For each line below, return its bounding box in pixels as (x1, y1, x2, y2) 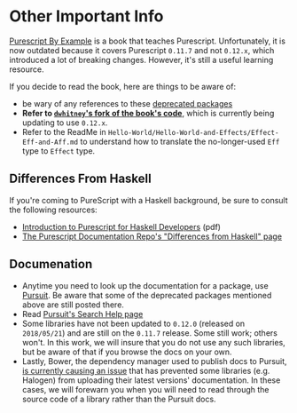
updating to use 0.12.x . (21, 117, 108, 128)
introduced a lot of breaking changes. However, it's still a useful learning (9, 54, 274, 65)
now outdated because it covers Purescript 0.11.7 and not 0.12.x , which (9, 44, 275, 55)
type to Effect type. (21, 145, 96, 156)
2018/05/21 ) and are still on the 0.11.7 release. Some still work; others (21, 327, 277, 338)
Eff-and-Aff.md (21, 138, 79, 147)
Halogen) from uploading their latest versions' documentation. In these (21, 375, 281, 385)
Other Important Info (9, 6, 164, 27)
